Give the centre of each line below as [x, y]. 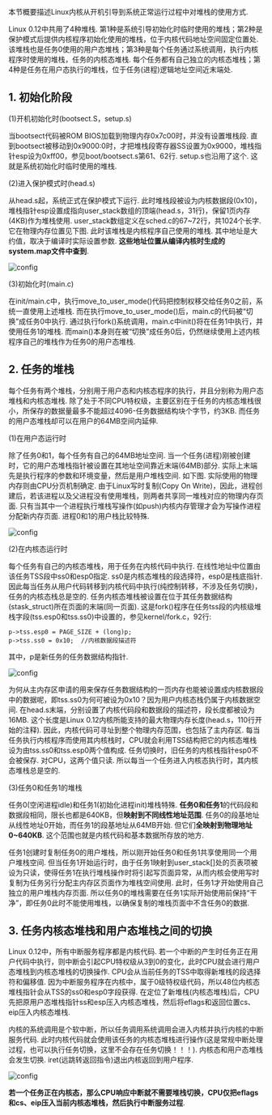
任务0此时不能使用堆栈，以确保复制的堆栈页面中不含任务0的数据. [141, 903]
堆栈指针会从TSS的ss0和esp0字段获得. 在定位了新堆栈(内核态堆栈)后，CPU [134, 992]
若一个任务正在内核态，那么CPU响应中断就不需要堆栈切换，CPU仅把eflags [134, 1093]
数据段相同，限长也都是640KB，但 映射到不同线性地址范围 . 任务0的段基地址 [134, 815]
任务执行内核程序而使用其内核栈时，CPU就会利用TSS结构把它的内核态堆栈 [133, 740]
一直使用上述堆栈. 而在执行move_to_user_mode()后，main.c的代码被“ [131, 311]
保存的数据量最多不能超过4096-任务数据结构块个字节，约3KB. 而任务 [145, 410]
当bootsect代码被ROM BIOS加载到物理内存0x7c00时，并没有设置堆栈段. [129, 135]
